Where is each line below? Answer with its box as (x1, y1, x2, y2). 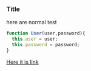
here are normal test (6, 19, 57, 26)
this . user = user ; (12, 36, 59, 42)
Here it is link (6, 58, 39, 66)
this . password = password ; (12, 42, 80, 48)
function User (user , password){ (6, 30, 86, 36)
